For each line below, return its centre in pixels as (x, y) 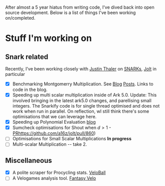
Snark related (27, 57)
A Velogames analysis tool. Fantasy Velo (54, 178)
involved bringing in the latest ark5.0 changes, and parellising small (82, 101)
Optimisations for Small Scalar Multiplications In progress (72, 139)
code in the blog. (30, 89)
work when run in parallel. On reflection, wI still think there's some (81, 111)
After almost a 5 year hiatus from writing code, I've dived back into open (80, 7)
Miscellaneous (29, 160)
